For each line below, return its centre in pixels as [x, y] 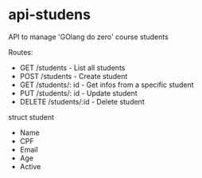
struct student [31, 117]
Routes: [21, 52]
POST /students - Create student [74, 76]
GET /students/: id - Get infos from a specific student [107, 85]
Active [30, 166]
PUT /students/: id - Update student [78, 93]
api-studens [50, 15]
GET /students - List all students [72, 67]
